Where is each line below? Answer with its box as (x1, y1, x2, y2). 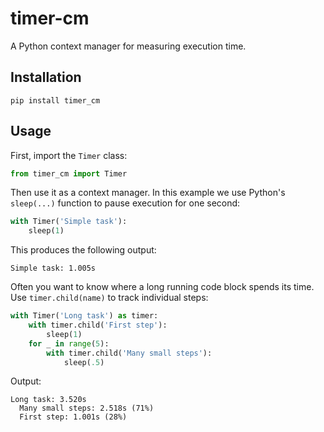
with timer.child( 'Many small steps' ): (46, 348, 213, 358)
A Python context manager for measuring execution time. (10, 40, 247, 52)
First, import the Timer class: (10, 149, 128, 161)
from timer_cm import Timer (10, 168, 128, 179)
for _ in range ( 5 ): (28, 338, 110, 349)
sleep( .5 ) (63, 357, 105, 367)
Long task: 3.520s (10, 395, 87, 405)
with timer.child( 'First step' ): (28, 320, 168, 331)
